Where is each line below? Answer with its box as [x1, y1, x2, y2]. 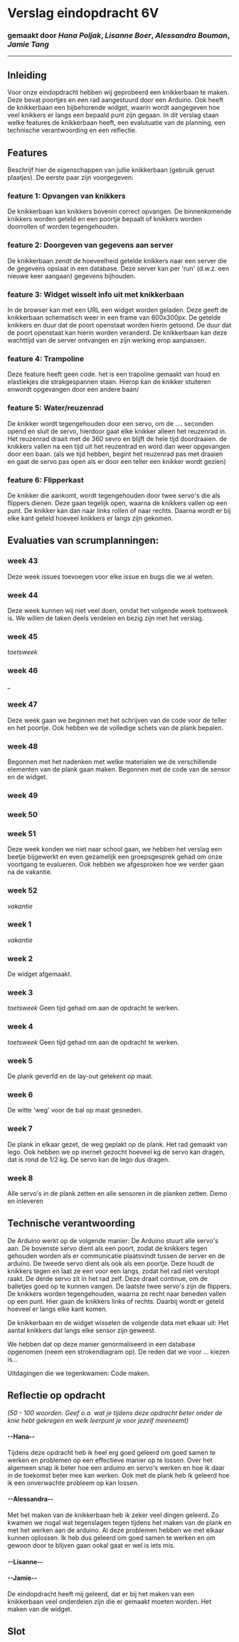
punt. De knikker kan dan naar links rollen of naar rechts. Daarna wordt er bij [7, 506, 231, 515]
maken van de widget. [7, 1604, 73, 1613]
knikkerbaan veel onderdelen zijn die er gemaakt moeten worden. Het [7, 1597, 212, 1606]
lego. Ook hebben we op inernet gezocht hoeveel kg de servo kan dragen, [7, 1147, 225, 1156]
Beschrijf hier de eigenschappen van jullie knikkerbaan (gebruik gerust [7, 166, 215, 174]
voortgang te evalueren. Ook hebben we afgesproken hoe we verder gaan [7, 860, 224, 868]
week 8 [7, 1172, 33, 1182]
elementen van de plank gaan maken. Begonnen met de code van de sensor [7, 765, 231, 774]
